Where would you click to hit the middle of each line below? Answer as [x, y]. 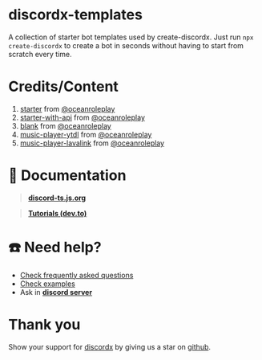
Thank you [44, 324]
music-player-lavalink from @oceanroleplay [92, 143]
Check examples [48, 284]
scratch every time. [40, 54]
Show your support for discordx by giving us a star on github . [109, 346]
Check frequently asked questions [77, 275]
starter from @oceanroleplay [67, 108]
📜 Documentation [67, 176]
